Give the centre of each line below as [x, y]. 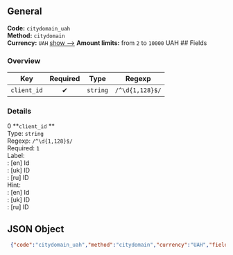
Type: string [25, 134]
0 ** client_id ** [31, 126]
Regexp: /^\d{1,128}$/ [40, 141]
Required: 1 [24, 148]
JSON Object [36, 229]
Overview [24, 60]
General [25, 11]
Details [19, 112]
